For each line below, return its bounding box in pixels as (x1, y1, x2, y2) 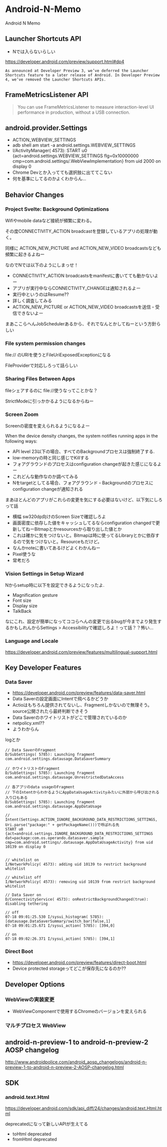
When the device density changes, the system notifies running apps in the (5, 433, 158, 439)
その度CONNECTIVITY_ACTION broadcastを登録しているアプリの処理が (5, 228, 153, 234)
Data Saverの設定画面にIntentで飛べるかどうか (12, 696, 108, 702)
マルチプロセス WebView (5, 1022, 66, 1029)
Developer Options (5, 980, 65, 988)
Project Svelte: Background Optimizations (5, 205, 109, 212)
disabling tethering (5, 901, 48, 907)
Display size (12, 603, 37, 609)
